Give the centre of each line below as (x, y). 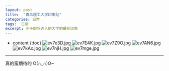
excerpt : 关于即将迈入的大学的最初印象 (41, 29)
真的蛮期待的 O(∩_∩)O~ (30, 63)
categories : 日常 (23, 19)
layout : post (19, 10)
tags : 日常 (17, 24)
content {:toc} (27, 43)
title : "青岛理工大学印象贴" (33, 15)
